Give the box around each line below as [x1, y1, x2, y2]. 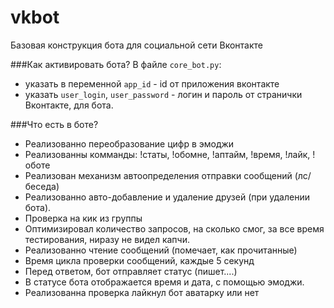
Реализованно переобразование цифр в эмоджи [24, 137, 235, 150]
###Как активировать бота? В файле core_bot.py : [10, 58, 222, 70]
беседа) [24, 180, 60, 192]
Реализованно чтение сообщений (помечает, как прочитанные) [24, 244, 298, 256]
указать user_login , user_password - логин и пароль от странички [24, 88, 303, 100]
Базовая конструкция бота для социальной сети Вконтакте [10, 39, 263, 51]
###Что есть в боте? [10, 118, 99, 130]
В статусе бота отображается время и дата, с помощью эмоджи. [24, 276, 305, 288]
